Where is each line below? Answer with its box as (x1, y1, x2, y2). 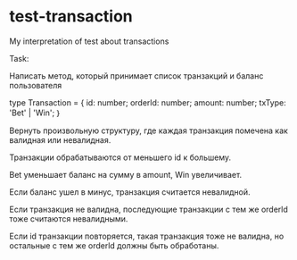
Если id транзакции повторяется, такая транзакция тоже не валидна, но (9, 231, 285, 241)
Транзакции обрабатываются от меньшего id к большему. (9, 152, 232, 163)
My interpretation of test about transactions (9, 36, 169, 46)
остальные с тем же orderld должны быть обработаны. (9, 239, 219, 251)
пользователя (9, 80, 62, 90)
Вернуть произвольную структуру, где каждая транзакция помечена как (9, 125, 288, 136)
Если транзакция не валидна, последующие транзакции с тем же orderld (9, 204, 288, 214)
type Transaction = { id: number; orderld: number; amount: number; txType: (9, 96, 287, 108)
